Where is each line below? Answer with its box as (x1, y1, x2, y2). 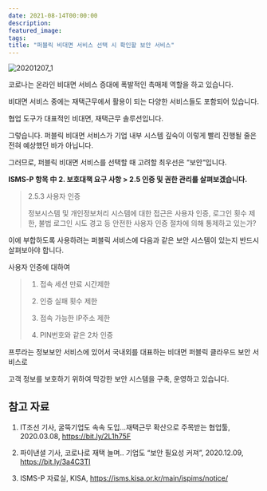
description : (8, 19, 52, 27)
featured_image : (8, 26, 62, 34)
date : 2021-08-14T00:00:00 (8, 11, 98, 20)
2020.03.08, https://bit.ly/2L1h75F (19, 431, 132, 441)
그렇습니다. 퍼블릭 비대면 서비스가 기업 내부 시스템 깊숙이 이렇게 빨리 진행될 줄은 (8, 131, 257, 141)
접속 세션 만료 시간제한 (39, 279, 111, 289)
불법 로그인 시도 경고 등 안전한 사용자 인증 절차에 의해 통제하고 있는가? (38, 219, 257, 228)
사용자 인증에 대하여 (8, 263, 70, 272)
